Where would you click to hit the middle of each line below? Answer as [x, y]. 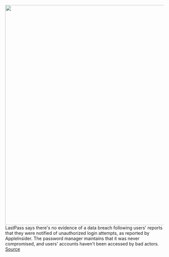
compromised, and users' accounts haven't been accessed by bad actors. [82, 244]
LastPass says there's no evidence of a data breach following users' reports [84, 228]
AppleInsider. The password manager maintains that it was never [72, 238]
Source [13, 249]
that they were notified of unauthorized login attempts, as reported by [77, 233]
